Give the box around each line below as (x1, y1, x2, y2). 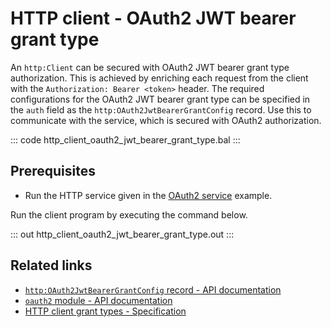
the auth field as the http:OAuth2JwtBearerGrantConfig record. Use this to (10, 103, 312, 116)
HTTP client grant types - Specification (24, 305, 187, 317)
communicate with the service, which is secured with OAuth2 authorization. (10, 114, 322, 126)
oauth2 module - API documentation (24, 294, 173, 306)
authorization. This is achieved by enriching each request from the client (10, 72, 309, 84)
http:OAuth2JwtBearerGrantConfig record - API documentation (24, 283, 282, 296)
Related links (10, 257, 93, 274)
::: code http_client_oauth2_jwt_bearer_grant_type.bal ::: (10, 133, 241, 146)
